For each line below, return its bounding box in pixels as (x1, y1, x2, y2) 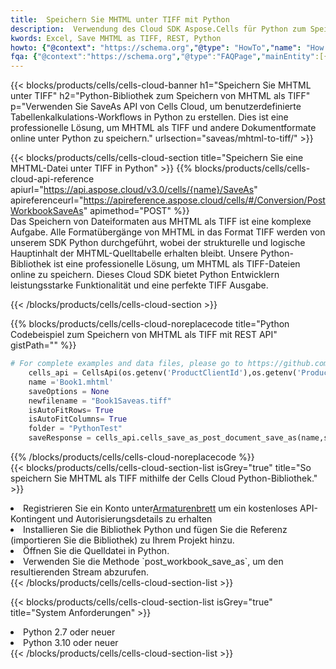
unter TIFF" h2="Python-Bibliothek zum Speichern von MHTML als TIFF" (10, 90, 311, 102)
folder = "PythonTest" (28, 424, 123, 434)
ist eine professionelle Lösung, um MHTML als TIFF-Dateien (53, 258, 301, 270)
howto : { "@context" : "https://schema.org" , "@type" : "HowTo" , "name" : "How (10, 42, 325, 53)
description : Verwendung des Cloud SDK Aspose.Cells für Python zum (10, 24, 307, 34)
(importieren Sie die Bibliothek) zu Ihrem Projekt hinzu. (10, 534, 235, 546)
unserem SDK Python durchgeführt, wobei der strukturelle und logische (10, 237, 306, 249)
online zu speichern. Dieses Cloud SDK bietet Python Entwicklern (10, 269, 280, 281)
